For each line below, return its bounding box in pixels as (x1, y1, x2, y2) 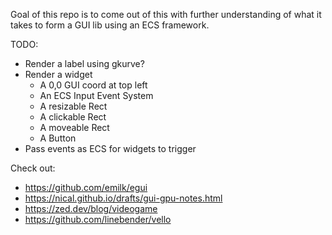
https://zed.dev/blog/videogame (24, 203, 158, 214)
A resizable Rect (39, 100, 108, 112)
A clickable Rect (39, 111, 107, 123)
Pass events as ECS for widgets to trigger (24, 143, 197, 154)
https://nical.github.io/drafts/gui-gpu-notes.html (24, 192, 223, 204)
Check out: (10, 162, 56, 174)
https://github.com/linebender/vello (24, 214, 172, 225)
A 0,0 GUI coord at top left (39, 79, 148, 91)
